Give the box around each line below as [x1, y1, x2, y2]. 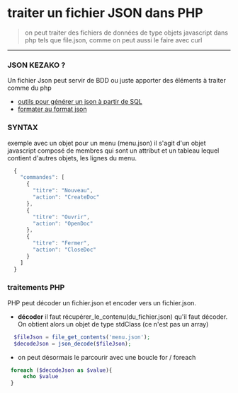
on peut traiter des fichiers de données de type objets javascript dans [24, 28, 229, 37]
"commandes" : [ [20, 174, 65, 181]
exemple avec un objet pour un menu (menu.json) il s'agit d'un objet [7, 139, 207, 147]
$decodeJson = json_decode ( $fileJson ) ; [13, 340, 132, 347]
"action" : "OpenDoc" [33, 220, 93, 227]
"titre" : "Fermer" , [33, 240, 91, 247]
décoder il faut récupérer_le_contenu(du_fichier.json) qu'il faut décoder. [17, 312, 228, 321]
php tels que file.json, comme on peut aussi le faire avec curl [24, 35, 203, 44]
